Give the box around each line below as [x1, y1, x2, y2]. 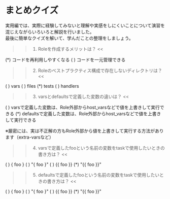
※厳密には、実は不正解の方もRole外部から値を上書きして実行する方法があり [5, 127, 164, 134]
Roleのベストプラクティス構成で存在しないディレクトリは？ [38, 67, 162, 74]
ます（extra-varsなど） [5, 134, 54, 140]
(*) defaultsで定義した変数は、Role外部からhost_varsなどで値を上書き [15, 110, 161, 117]
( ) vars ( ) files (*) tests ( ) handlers [5, 83, 80, 89]
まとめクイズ [5, 5, 59, 16]
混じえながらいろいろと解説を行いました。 [5, 28, 94, 35]
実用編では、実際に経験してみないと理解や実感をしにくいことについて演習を [5, 22, 165, 28]
